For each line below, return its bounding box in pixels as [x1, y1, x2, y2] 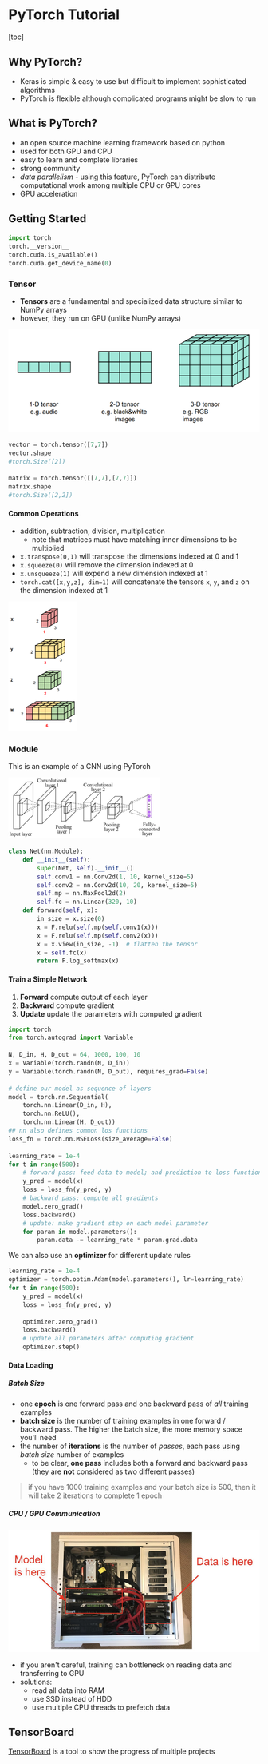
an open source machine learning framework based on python [19, 137, 226, 147]
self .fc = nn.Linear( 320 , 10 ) [37, 898, 137, 906]
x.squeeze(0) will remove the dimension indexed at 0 [19, 560, 194, 570]
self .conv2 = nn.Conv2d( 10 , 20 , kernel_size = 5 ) [37, 881, 198, 889]
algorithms [19, 85, 56, 94]
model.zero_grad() [22, 1202, 84, 1210]
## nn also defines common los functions [8, 1127, 148, 1135]
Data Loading [8, 1360, 53, 1370]
